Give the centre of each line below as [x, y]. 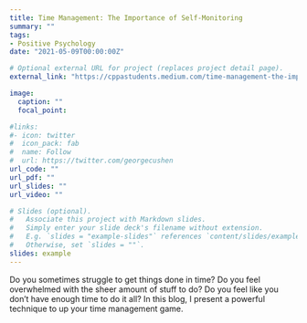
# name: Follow [40, 152]
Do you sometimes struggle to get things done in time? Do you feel [135, 279]
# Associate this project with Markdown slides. [108, 220]
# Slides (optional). [51, 211]
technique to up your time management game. [96, 308]
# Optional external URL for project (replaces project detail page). [147, 68]
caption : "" [41, 101]
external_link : [38, 77]
